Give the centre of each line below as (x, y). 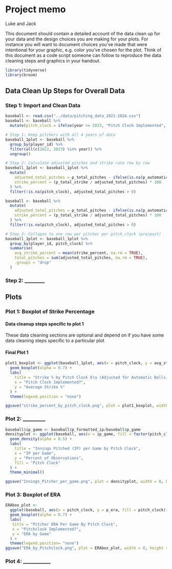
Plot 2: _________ (25, 419)
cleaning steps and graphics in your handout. (53, 60)
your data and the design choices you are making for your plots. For (77, 39)
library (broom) (21, 75)
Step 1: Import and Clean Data (43, 105)
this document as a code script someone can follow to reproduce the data (83, 55)
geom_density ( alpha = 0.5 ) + (41, 439)
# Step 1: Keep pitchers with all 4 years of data (60, 135)
